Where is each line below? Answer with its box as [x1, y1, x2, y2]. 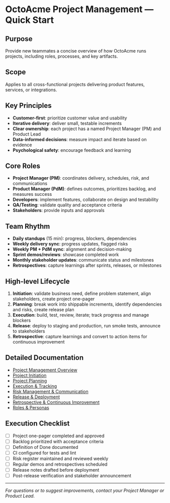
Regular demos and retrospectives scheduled [12, 462, 108, 467]
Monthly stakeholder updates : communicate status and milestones [12, 257, 154, 263]
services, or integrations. [5, 87, 57, 93]
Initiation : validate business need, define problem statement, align [12, 290, 151, 297]
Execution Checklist [5, 419, 70, 428]
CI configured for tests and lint [12, 449, 76, 456]
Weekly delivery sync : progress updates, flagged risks [12, 241, 128, 247]
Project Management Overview [12, 367, 77, 373]
